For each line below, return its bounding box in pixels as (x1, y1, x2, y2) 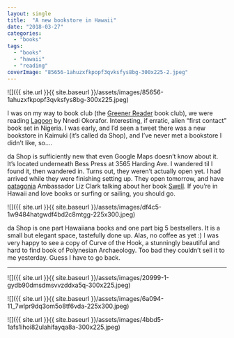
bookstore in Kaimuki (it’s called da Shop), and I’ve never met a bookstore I (7, 131, 222, 140)
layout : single (7, 10, 52, 17)
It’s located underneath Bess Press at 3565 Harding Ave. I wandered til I (7, 159, 213, 168)
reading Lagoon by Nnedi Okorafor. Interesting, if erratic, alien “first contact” (7, 116, 227, 124)
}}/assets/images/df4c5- (91, 203, 162, 211)
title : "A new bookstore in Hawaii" (7, 17, 117, 24)
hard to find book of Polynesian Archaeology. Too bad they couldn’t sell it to (7, 246, 225, 254)
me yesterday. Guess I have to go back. (7, 253, 120, 262)
